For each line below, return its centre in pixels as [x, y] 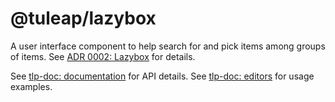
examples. [31, 86]
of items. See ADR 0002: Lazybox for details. [103, 56]
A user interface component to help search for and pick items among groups [168, 46]
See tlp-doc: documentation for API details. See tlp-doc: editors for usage [162, 76]
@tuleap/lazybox [83, 18]
